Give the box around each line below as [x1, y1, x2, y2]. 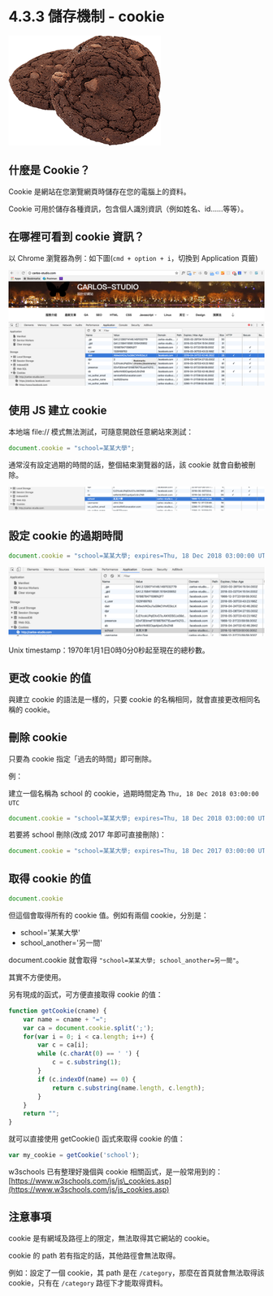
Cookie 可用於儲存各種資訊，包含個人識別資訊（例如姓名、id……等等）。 [8, 204, 249, 214]
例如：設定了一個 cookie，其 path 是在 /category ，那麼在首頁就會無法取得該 [8, 1268, 265, 1277]
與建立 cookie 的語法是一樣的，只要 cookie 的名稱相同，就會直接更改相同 [8, 694, 253, 704]
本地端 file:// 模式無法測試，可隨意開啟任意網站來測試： [8, 427, 194, 436]
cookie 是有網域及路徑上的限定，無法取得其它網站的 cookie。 [8, 1233, 214, 1243]
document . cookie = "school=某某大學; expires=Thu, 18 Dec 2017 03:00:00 [8, 847, 255, 856]
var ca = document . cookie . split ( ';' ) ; [23, 1024, 154, 1032]
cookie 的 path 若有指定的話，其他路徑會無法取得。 [8, 1250, 180, 1260]
